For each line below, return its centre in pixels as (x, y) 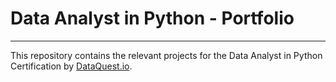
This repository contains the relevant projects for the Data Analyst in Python (166, 55)
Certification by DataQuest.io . (71, 66)
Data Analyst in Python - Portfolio (152, 18)
